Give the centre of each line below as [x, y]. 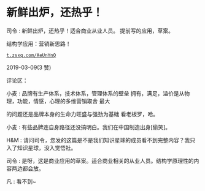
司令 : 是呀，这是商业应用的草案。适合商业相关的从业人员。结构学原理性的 [100, 160]
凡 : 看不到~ [21, 181]
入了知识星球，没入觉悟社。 [41, 148]
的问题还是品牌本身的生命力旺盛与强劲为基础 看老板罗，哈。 [82, 114]
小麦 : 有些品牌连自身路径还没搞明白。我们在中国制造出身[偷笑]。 [89, 127]
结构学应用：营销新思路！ [39, 43]
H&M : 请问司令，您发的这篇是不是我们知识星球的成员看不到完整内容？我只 [101, 140]
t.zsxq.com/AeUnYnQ [31, 55]
